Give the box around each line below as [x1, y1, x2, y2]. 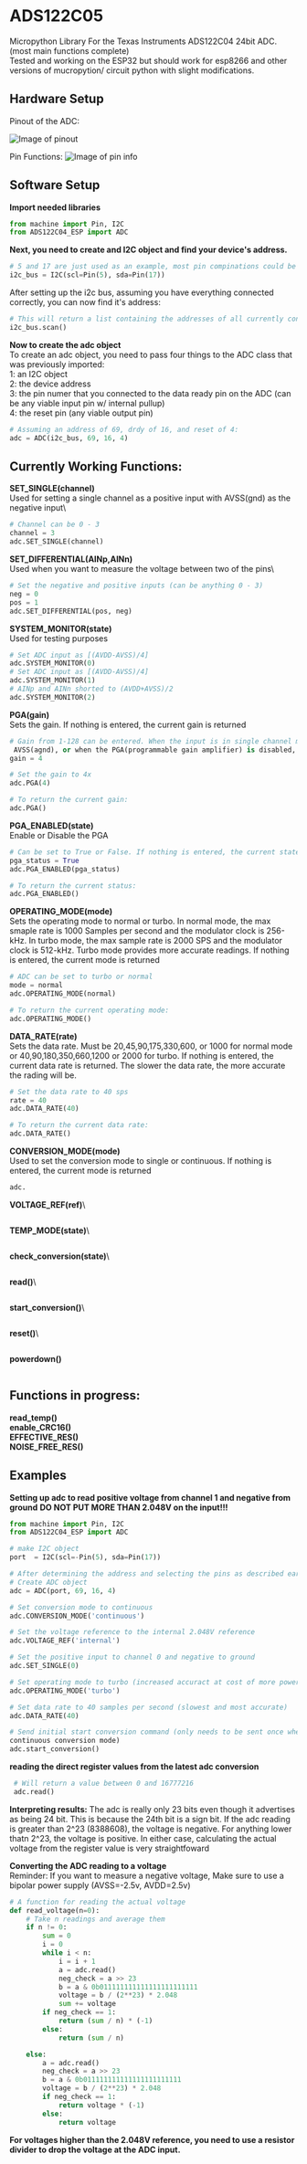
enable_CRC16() [9, 1421, 71, 1432]
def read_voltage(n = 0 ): [9, 1905, 101, 1915]
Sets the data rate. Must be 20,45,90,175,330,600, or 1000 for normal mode [9, 1040, 293, 1051]
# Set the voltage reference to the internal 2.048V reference [9, 1628, 256, 1637]
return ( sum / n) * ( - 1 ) [58, 2016, 153, 2025]
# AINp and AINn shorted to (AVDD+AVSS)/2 [9, 684, 174, 693]
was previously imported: [9, 358, 105, 370]
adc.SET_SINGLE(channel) [9, 537, 104, 546]
